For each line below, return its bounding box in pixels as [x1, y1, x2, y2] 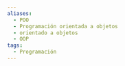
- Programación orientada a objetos [13, 23, 118, 30]
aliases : [7, 10, 32, 17]
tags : [7, 42, 23, 49]
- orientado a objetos [13, 29, 78, 36]
